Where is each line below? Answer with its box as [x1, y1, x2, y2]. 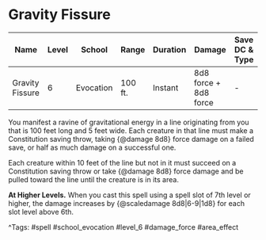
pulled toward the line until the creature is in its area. [8, 174, 180, 184]
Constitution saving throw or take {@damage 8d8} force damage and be [8, 166, 244, 176]
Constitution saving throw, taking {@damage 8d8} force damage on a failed [8, 134, 255, 143]
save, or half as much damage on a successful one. [8, 143, 177, 152]
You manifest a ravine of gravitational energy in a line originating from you [8, 117, 249, 127]
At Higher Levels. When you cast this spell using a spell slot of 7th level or [8, 190, 251, 200]
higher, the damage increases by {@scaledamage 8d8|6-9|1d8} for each [8, 198, 245, 208]
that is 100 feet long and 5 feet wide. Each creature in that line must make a [8, 125, 254, 135]
